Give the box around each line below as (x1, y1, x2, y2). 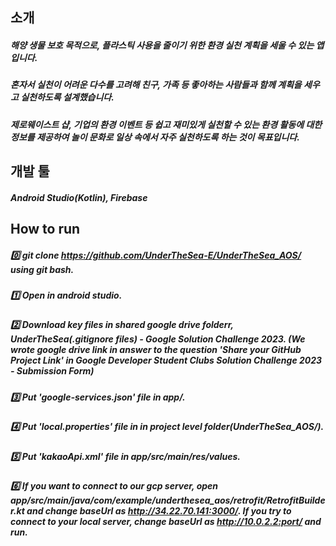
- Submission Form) (10, 365, 95, 377)
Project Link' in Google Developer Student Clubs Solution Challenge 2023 (10, 354, 323, 367)
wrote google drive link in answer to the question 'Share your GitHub (10, 344, 302, 356)
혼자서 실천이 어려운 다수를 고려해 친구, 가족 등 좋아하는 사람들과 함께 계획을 (10, 79, 302, 91)
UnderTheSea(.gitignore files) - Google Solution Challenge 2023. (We (10, 333, 306, 345)
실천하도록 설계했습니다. (20, 91, 115, 103)
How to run (10, 221, 81, 238)
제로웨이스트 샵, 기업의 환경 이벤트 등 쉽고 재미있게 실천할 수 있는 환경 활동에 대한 (10, 118, 323, 130)
